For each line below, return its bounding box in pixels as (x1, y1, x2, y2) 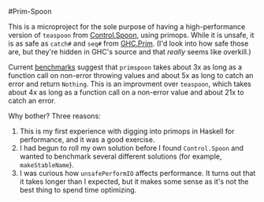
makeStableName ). (19, 160, 75, 169)
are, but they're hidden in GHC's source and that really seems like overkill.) (8, 47, 252, 56)
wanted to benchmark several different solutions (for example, (19, 151, 222, 161)
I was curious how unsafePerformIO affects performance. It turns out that (19, 169, 256, 178)
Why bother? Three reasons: (8, 111, 101, 121)
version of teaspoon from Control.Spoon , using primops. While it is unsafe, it (8, 31, 255, 39)
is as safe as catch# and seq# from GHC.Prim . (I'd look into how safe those (8, 39, 249, 48)
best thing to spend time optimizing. (19, 185, 137, 194)
